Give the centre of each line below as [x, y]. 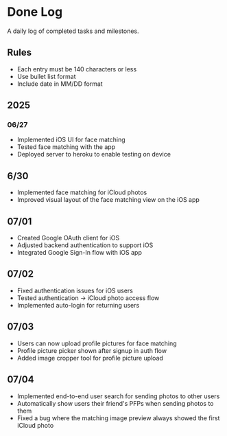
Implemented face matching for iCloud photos [82, 192]
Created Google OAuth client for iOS [68, 238]
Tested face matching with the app [66, 147]
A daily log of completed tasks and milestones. [73, 31]
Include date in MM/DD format [60, 84]
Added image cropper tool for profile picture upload [90, 358]
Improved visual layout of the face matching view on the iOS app [108, 200]
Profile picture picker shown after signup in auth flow [92, 350]
